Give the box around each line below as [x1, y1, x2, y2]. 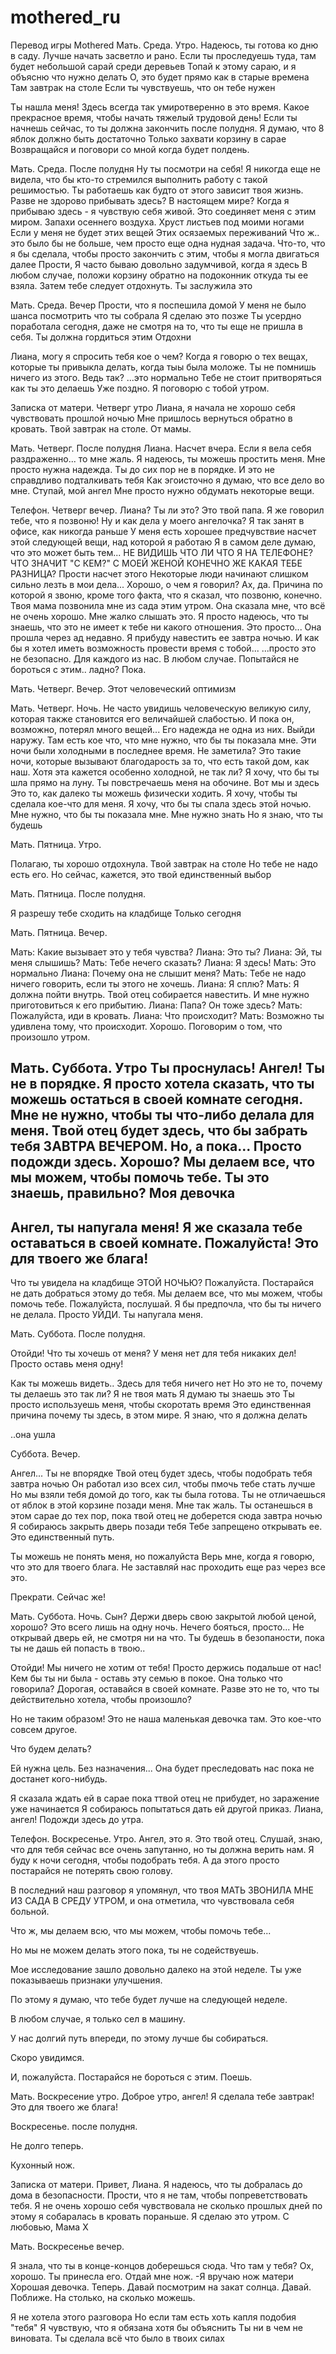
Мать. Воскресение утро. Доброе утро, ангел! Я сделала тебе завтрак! [10, 2091, 315, 2103]
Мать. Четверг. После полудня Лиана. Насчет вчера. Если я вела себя [10, 442, 312, 454]
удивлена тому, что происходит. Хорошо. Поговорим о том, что [10, 1020, 283, 1032]
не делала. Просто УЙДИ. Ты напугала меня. [10, 1309, 204, 1321]
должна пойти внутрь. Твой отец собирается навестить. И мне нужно [10, 988, 310, 1000]
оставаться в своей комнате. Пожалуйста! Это [10, 1234, 319, 1251]
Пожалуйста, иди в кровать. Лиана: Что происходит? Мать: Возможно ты [10, 1009, 325, 1021]
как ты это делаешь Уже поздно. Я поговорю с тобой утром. [10, 382, 270, 394]
